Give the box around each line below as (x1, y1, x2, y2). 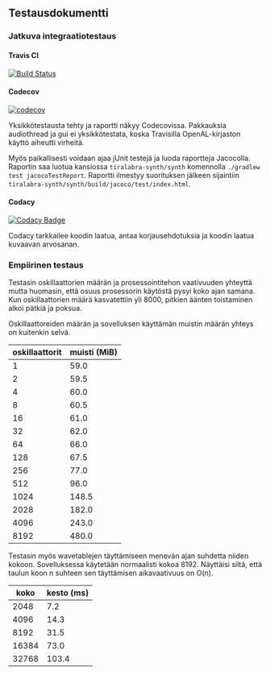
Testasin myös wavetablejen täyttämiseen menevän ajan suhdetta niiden (8, 551, 249, 561)
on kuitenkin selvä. (8, 328, 71, 337)
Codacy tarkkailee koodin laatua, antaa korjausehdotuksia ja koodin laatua (8, 230, 255, 240)
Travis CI (8, 50, 39, 60)
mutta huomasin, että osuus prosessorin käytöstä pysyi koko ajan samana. (8, 286, 255, 296)
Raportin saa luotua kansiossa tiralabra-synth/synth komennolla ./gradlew (8, 161, 260, 172)
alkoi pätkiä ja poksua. (8, 304, 82, 313)
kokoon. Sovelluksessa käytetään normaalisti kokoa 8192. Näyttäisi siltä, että (8, 560, 263, 569)
